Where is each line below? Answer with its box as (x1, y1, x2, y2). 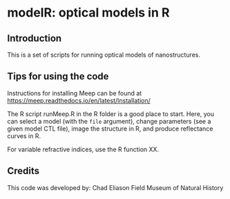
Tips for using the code (7, 70, 109, 82)
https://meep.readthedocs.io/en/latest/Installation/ (7, 96, 151, 104)
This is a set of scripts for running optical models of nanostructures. (7, 50, 200, 59)
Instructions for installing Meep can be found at (7, 88, 142, 97)
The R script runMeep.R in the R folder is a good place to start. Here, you (7, 109, 215, 118)
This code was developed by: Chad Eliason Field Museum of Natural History (7, 183, 224, 191)
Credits (7, 165, 40, 177)
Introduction (7, 32, 62, 44)
